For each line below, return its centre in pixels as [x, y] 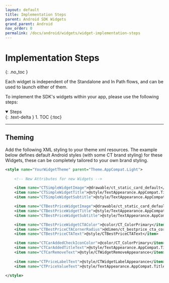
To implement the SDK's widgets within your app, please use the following [82, 96]
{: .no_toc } [17, 72]
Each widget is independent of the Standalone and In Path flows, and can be [84, 81]
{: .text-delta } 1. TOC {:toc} [33, 117]
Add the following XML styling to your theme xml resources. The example [81, 150]
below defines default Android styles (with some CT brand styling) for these [84, 155]
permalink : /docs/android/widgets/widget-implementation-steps [73, 33]
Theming [20, 138]
